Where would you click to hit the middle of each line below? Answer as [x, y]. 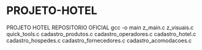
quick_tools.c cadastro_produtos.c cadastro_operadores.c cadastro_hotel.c [101, 34]
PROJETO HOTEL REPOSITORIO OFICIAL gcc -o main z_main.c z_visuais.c [100, 27]
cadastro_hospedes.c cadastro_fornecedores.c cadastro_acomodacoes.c [99, 40]
